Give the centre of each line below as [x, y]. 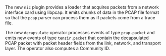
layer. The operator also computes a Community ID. [58, 48]
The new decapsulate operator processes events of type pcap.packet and [80, 32]
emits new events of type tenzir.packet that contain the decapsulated [77, 38]
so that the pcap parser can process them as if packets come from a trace [80, 18]
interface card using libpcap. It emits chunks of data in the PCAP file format [82, 12]
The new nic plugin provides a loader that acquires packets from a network [82, 7]
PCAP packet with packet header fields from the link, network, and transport [83, 43]
